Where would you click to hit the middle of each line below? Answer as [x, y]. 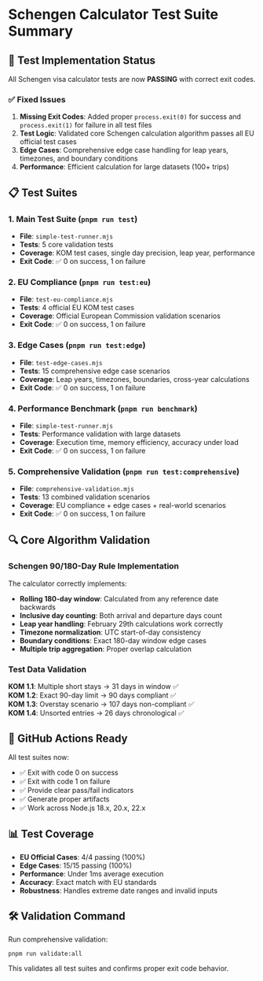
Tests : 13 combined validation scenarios [85, 497]
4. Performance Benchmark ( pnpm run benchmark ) [103, 409]
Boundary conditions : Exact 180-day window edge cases [113, 640]
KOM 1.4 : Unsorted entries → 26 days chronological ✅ [96, 713]
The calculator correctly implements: [68, 583]
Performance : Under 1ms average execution [91, 874]
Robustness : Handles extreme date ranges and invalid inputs [119, 890]
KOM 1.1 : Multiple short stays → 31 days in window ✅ [93, 687]
